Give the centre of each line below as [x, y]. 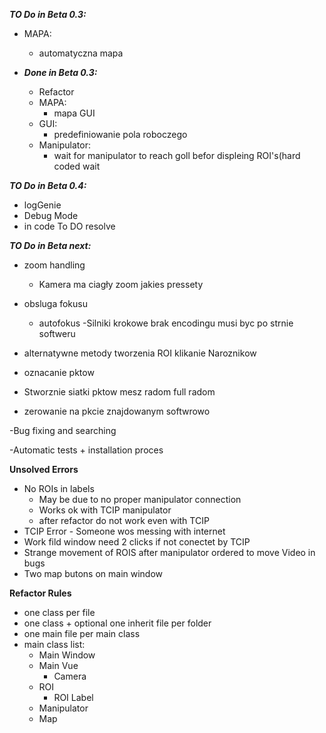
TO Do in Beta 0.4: [48, 185]
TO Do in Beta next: [50, 245]
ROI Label [73, 697]
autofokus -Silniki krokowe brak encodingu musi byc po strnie [166, 323]
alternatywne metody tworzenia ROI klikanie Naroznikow [140, 353]
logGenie [42, 205]
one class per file [59, 612]
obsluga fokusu [56, 303]
